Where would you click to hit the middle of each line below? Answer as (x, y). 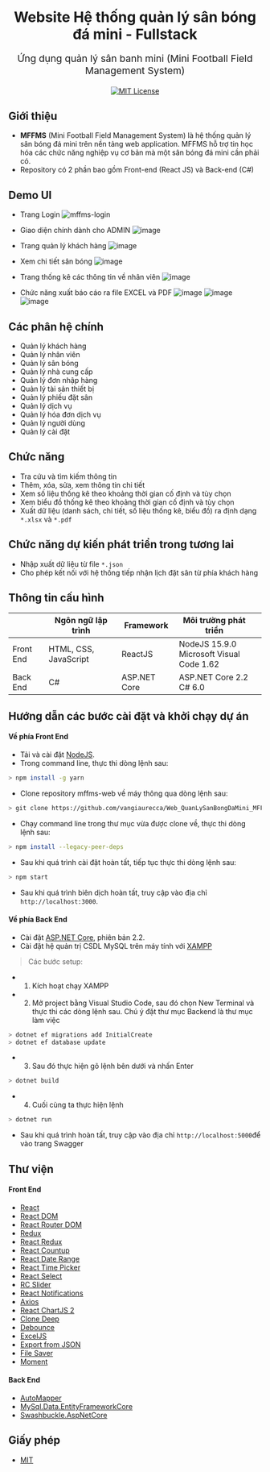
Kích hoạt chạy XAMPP (70, 985)
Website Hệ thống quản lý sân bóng (135, 17)
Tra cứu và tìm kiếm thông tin (68, 476)
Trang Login (40, 214)
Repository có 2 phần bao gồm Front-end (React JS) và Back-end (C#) (137, 170)
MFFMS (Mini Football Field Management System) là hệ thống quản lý (135, 135)
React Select (41, 1276)
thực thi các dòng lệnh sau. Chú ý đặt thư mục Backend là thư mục (142, 1011)
